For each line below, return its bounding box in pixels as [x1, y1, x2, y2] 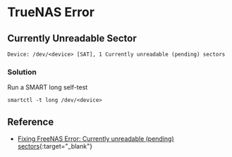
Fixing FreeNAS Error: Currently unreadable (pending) [17, 134, 174, 143]
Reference [7, 115, 54, 127]
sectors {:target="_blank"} [17, 142, 93, 151]
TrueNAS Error [7, 4, 95, 20]
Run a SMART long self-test [7, 83, 88, 92]
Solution [7, 67, 37, 77]
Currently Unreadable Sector [7, 32, 137, 44]
